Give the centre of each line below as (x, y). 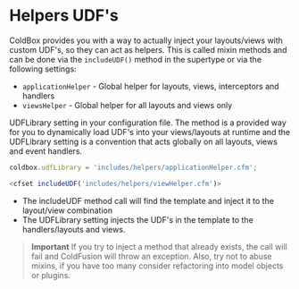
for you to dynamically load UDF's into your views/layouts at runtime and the (150, 132)
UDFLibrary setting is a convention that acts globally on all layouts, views (144, 141)
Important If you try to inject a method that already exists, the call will (159, 246)
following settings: (43, 69)
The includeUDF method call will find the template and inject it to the (148, 200)
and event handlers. (46, 151)
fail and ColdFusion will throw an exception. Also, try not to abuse (151, 256)
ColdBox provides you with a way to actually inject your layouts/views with (146, 40)
